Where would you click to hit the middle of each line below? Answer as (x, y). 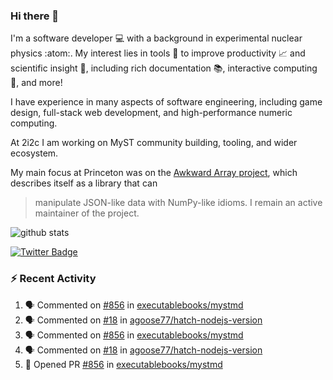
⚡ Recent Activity (53, 279)
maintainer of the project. (87, 213)
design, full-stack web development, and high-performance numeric (151, 113)
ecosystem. (34, 153)
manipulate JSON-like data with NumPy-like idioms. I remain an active (178, 203)
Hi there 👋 (35, 16)
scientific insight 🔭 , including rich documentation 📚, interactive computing (164, 68)
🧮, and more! (36, 83)
